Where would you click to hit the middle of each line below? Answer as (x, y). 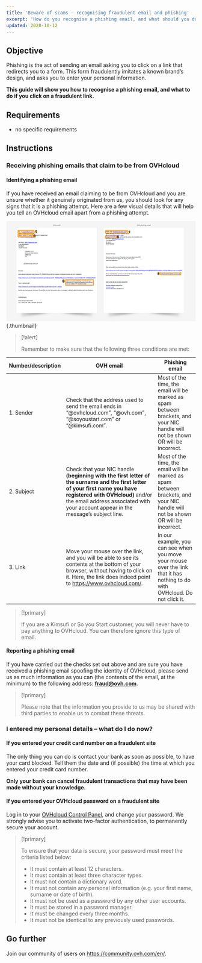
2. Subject (21, 492)
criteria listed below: (46, 857)
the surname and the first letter (106, 481)
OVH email (109, 365)
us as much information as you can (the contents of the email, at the (91, 677)
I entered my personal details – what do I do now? (80, 729)
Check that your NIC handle (100, 469)
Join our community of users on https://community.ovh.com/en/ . (86, 953)
